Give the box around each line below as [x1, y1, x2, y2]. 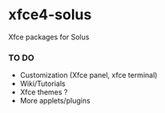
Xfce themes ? [19, 87, 68, 97]
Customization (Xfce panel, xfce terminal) [19, 71, 158, 80]
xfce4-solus [8, 6, 92, 24]
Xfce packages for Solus [8, 32, 90, 42]
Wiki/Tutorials [19, 79, 66, 89]
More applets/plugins [19, 96, 91, 106]
